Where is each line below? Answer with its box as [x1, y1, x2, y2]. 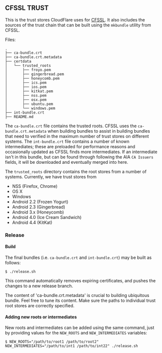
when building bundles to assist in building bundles [47, 128, 150, 134]
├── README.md [5, 114, 34, 119]
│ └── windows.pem [5, 106, 55, 111]
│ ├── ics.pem [5, 80, 47, 85]
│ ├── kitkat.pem [5, 89, 54, 94]
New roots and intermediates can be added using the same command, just [5, 325, 155, 331]
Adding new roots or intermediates [5, 314, 77, 320]
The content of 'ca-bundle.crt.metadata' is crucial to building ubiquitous [5, 292, 149, 298]
